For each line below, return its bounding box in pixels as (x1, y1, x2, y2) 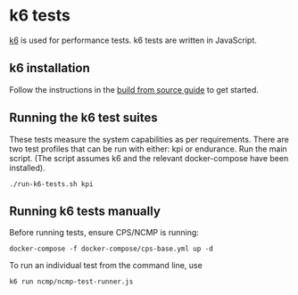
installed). (9, 162, 46, 173)
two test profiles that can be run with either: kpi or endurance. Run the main (9, 143, 287, 154)
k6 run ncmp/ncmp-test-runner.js (9, 277, 134, 286)
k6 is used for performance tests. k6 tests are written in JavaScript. (9, 35, 257, 45)
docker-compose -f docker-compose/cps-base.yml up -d (9, 244, 214, 254)
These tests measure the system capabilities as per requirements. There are (9, 134, 290, 144)
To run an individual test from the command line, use (9, 260, 203, 271)
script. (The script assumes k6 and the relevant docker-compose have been (9, 152, 289, 163)
